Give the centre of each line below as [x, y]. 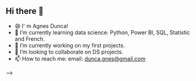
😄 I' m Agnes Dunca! [41, 26]
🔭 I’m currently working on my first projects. [70, 45]
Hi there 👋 [25, 11]
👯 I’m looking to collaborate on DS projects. [69, 52]
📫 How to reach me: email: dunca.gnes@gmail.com [80, 58]
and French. [30, 39]
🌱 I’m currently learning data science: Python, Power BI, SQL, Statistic [102, 32]
